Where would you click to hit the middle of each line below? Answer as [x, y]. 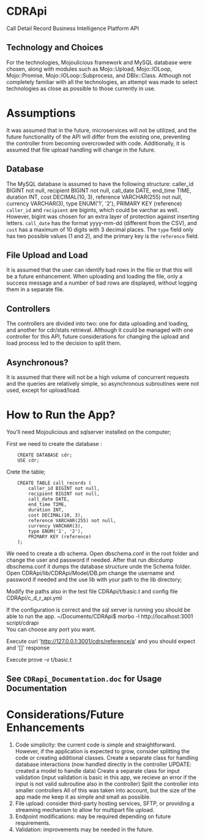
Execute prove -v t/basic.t [39, 659]
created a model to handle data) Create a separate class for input [97, 771]
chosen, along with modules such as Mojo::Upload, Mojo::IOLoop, [89, 69]
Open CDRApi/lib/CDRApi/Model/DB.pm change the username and [90, 573]
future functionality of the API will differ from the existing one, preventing [99, 137]
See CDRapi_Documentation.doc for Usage [84, 679]
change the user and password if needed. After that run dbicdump [90, 560]
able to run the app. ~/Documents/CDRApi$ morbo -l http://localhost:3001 [100, 616]
